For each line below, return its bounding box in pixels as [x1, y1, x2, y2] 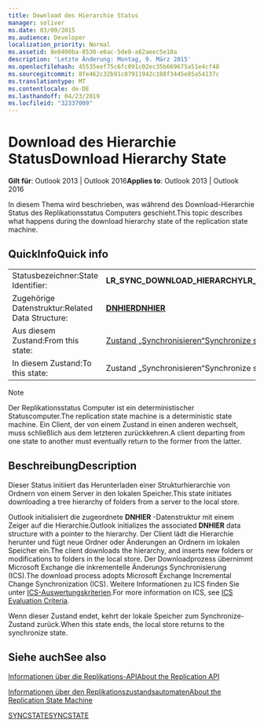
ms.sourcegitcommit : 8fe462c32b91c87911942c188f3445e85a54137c [8, 70, 220, 78]
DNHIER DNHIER [105, 302, 166, 313]
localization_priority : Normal [8, 41, 111, 49]
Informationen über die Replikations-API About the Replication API [8, 671, 220, 681]
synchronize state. [8, 628, 68, 637]
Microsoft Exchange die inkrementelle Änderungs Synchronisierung [8, 562, 227, 572]
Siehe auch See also [8, 651, 107, 664]
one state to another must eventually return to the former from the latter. [8, 436, 242, 446]
